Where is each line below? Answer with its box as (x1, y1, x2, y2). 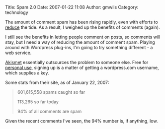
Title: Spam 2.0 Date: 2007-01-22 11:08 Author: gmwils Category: (5, 4, 139, 10)
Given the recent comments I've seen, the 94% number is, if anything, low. (5, 118, 158, 124)
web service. (5, 50, 32, 56)
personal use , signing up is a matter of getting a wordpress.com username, (5, 64, 159, 70)
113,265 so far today (17, 99, 59, 105)
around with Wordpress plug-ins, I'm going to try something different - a (5, 45, 153, 50)
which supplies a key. (5, 70, 49, 76)
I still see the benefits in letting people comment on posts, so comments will (5, 34, 161, 40)
